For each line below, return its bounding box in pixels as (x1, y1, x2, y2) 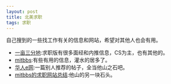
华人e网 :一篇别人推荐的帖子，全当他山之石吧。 (14, 64, 129, 71)
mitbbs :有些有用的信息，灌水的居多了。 (14, 57, 111, 64)
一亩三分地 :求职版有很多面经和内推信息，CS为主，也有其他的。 (14, 49, 169, 56)
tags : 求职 (6, 20, 31, 25)
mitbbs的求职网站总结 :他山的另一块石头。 (14, 72, 116, 79)
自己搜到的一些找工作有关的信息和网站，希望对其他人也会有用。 (6, 37, 161, 44)
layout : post (6, 8, 38, 15)
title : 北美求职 (6, 14, 42, 20)
